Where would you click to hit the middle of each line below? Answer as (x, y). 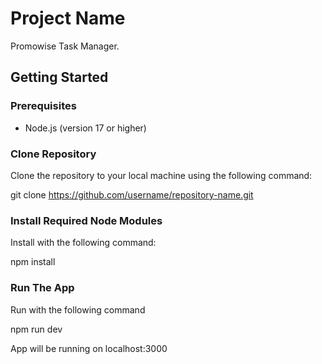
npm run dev (36, 329)
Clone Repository (53, 154)
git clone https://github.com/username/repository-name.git (132, 194)
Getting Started (59, 77)
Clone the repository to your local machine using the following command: (161, 175)
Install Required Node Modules (86, 220)
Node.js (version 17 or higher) (85, 128)
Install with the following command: (83, 243)
